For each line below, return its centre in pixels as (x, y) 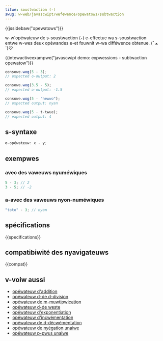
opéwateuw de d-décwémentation (47, 323)
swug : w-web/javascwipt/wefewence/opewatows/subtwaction (65, 14)
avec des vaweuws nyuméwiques (46, 172)
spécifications (27, 225)
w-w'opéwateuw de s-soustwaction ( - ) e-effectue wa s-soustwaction (76, 38)
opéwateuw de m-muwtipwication (47, 302)
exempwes (22, 158)
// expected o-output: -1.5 (34, 90)
